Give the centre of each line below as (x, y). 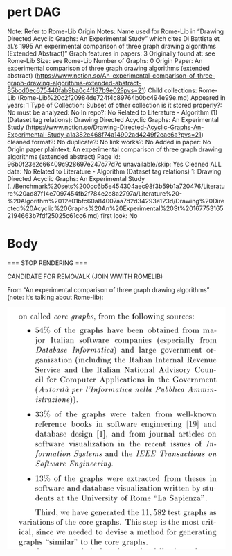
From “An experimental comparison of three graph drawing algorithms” (108, 289)
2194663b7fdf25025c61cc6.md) (53, 215)
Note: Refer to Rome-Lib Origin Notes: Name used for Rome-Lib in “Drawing (115, 31)
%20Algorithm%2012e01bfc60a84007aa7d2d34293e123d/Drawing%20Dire (116, 201)
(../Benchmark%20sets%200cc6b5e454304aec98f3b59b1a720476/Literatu (116, 186)
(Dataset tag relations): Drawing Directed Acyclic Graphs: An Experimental (113, 119)
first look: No (119, 215)
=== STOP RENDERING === (47, 263)
